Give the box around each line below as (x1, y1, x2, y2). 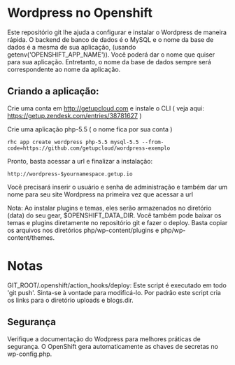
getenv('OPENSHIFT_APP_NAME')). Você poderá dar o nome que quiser (7, 50, 215, 59)
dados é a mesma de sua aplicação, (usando (7, 43, 136, 51)
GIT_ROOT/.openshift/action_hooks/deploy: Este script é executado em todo (7, 281, 227, 289)
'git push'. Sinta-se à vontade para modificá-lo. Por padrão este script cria (7, 288, 222, 296)
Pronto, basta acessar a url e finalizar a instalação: (7, 157, 153, 165)
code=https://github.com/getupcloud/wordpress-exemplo (7, 145, 171, 152)
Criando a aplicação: (7, 85, 99, 97)
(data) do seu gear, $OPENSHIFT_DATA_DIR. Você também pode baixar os (7, 211, 222, 220)
